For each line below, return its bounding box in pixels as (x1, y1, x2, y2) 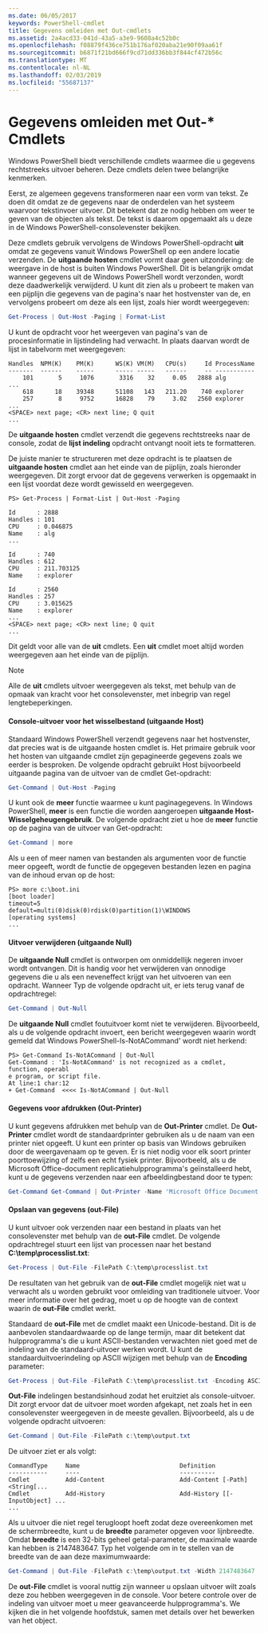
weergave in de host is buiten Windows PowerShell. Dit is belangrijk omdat (8, 264, 254, 273)
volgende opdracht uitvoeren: (8, 1416, 106, 1426)
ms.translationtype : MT (8, 57, 88, 65)
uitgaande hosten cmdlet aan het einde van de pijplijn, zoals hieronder (8, 463, 242, 472)
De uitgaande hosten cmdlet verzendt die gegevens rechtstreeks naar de (8, 430, 251, 439)
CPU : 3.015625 (8, 600, 73, 608)
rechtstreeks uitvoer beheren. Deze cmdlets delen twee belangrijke (8, 165, 229, 174)
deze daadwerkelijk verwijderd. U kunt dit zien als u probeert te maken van (8, 280, 254, 290)
